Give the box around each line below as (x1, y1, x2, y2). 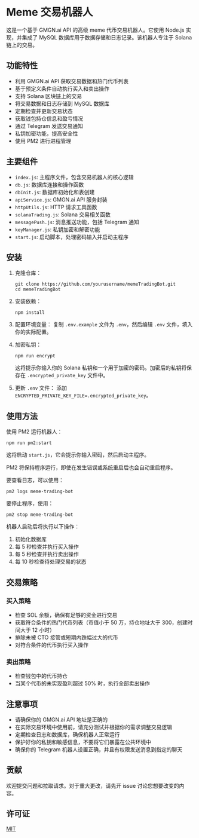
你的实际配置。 (14, 328, 52, 335)
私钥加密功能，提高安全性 (14, 130, 78, 137)
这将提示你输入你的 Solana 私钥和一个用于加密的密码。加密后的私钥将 (14, 364, 187, 371)
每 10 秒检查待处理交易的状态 (14, 558, 87, 565)
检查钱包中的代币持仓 (14, 672, 68, 680)
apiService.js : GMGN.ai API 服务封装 (14, 195, 108, 203)
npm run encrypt (14, 353, 56, 359)
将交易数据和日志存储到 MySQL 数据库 (14, 100, 109, 107)
